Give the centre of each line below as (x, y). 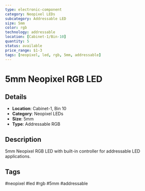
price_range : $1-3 (24, 50)
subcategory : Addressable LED (36, 19)
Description (23, 139)
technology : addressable (30, 32)
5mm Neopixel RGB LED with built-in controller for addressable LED (72, 151)
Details (16, 97)
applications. (18, 156)
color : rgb (16, 28)
